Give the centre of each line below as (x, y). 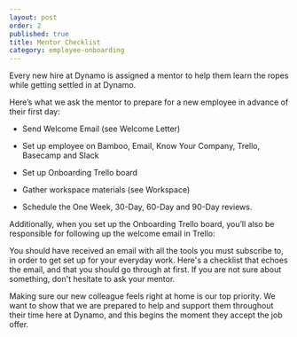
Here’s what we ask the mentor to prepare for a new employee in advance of (149, 102)
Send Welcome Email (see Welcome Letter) (101, 129)
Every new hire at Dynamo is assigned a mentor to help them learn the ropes (149, 75)
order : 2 (25, 26)
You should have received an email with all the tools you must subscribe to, (146, 251)
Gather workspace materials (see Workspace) (106, 190)
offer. (19, 325)
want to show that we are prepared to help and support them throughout (141, 306)
